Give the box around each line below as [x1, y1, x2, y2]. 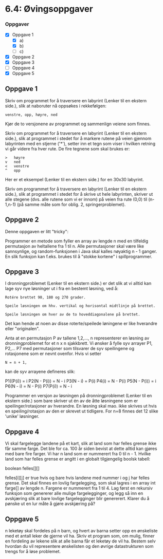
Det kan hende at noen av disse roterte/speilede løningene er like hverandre [5, 320, 158, 327]
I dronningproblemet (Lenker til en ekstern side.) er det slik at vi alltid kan [5, 280, 152, 286]
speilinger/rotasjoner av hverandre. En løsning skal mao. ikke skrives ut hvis [5, 403, 157, 409]
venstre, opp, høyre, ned [5, 112, 57, 117]
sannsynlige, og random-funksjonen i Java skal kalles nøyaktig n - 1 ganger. [5, 248, 157, 254]
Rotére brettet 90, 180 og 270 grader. [5, 295, 86, 300]
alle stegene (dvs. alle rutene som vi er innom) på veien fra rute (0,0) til [5, 196, 147, 202]
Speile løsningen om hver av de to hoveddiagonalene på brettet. [5, 312, 140, 317]
